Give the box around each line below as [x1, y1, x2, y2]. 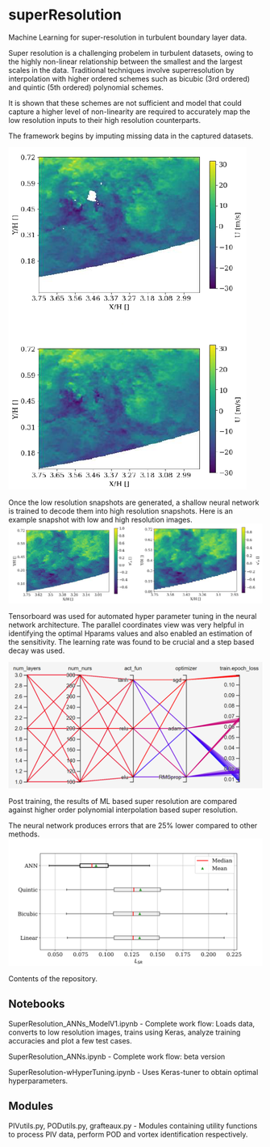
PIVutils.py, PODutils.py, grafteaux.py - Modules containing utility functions [8, 1120, 258, 1130]
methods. [8, 829, 40, 839]
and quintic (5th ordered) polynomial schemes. [8, 83, 164, 92]
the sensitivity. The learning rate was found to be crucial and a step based [8, 637, 255, 646]
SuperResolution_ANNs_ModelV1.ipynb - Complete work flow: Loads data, [8, 1018, 255, 1028]
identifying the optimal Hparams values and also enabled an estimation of [8, 629, 252, 638]
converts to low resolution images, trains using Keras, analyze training [8, 1027, 241, 1037]
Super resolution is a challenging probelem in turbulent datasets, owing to [8, 48, 254, 57]
